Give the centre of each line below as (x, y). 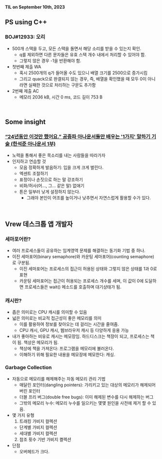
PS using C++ (26, 22)
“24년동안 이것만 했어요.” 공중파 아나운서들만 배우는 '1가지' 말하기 (78, 137)
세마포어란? (18, 239)
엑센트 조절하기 (34, 174)
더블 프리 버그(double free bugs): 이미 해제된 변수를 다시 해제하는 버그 (86, 397)
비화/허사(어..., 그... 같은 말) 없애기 (52, 186)
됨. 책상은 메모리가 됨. (38, 343)
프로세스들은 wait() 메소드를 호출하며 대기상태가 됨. (73, 287)
